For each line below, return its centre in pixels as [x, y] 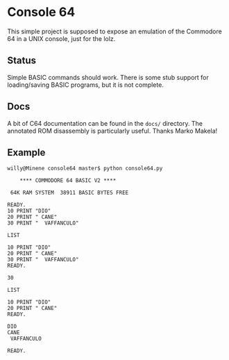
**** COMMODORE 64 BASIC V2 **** [68, 181]
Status [22, 61]
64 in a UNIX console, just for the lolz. [61, 38]
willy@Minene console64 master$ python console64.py [85, 169]
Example [26, 153]
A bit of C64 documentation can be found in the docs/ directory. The [105, 123]
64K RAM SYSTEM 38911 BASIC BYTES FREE [69, 193]
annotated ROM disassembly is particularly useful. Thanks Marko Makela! [112, 131]
